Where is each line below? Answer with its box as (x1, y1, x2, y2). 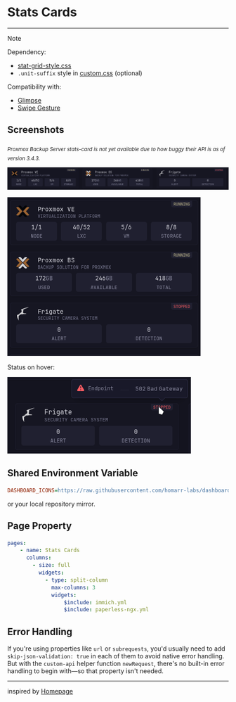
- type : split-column (44, 576, 109, 584)
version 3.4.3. (7, 155, 41, 162)
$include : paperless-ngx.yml (63, 606, 150, 613)
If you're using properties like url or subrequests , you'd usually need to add (7, 644, 226, 653)
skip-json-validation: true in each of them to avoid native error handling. (7, 652, 225, 660)
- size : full (32, 562, 71, 569)
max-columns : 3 (51, 584, 96, 591)
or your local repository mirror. (7, 499, 96, 508)
